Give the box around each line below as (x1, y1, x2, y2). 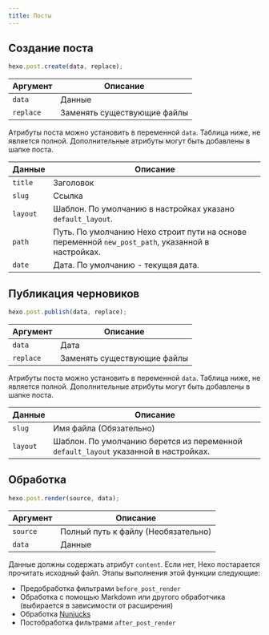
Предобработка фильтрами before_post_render (19, 583, 182, 593)
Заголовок (53, 177, 94, 188)
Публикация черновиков (8, 286, 140, 301)
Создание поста (8, 42, 94, 55)
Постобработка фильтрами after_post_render (19, 617, 176, 627)
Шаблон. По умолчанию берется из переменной (53, 436, 243, 447)
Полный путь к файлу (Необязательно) (59, 526, 212, 537)
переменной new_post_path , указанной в (53, 237, 210, 248)
